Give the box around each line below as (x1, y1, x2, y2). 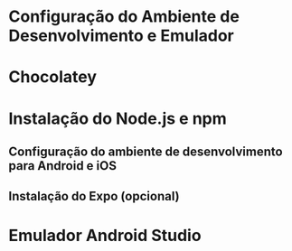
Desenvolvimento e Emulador (8, 25, 234, 46)
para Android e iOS (8, 158, 117, 173)
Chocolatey (8, 67, 97, 88)
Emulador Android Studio (8, 225, 202, 246)
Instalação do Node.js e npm (8, 108, 227, 128)
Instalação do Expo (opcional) (8, 189, 180, 204)
